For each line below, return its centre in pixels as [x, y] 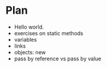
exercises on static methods [49, 33]
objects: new [30, 52]
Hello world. [29, 27]
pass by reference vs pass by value [58, 58]
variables [25, 39]
